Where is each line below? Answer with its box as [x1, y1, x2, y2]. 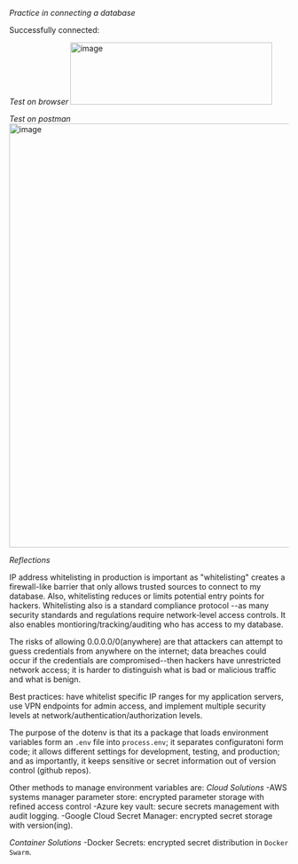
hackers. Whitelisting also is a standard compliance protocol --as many [9, 600, 269, 611]
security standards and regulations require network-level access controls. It [9, 610, 286, 620]
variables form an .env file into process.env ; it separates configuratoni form [9, 737, 284, 747]
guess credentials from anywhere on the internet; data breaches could [9, 646, 267, 656]
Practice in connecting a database [9, 8, 136, 18]
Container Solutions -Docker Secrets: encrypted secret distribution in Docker [9, 837, 289, 847]
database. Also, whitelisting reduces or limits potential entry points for [9, 591, 265, 601]
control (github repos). [9, 765, 91, 775]
